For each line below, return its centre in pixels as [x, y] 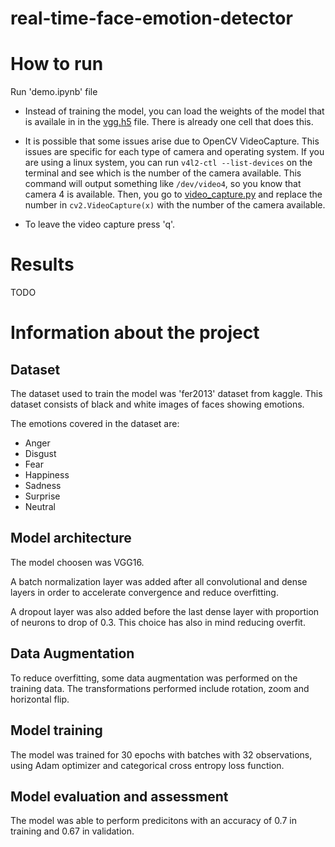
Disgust [40, 454]
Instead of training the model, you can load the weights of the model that [174, 111]
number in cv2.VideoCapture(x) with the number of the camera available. [175, 205]
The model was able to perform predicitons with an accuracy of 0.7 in [153, 821]
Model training [56, 730]
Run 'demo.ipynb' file [54, 92]
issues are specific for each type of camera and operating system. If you [174, 152]
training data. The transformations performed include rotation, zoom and [160, 688]
